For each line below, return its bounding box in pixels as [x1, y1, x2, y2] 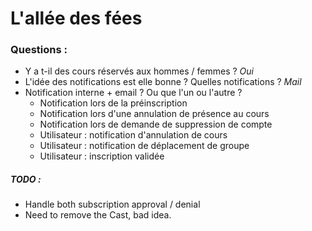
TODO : [10, 173, 42, 186]
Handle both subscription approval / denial [24, 198, 201, 211]
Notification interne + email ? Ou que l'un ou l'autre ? [24, 87, 243, 99]
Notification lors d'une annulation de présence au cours [39, 108, 270, 120]
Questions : [10, 43, 68, 57]
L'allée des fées [10, 7, 143, 30]
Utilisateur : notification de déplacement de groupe [39, 140, 250, 152]
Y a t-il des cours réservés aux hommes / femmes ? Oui [24, 65, 254, 77]
